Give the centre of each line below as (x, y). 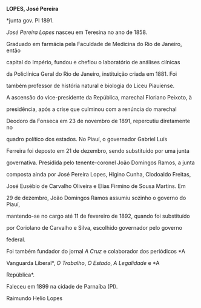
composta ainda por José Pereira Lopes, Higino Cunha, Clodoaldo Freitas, (99, 174)
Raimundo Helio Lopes (35, 298)
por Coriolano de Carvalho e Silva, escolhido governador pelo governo (94, 228)
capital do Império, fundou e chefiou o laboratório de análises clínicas (93, 62)
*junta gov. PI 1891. (30, 20)
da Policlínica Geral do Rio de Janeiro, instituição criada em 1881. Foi (92, 74)
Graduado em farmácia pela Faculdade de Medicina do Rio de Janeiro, (94, 44)
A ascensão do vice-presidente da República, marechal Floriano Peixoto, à (99, 97)
